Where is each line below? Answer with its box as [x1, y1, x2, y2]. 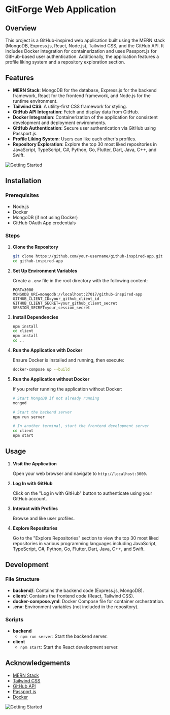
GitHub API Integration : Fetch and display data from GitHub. [12, 108, 140, 115]
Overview [5, 24, 37, 33]
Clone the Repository [12, 244, 58, 250]
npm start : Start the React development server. [20, 644, 119, 650]
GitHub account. [12, 495, 47, 501]
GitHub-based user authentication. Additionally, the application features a [5, 53, 159, 59]
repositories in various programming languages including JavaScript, [12, 540, 157, 546]
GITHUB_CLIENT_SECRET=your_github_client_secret [12, 301, 118, 306]
